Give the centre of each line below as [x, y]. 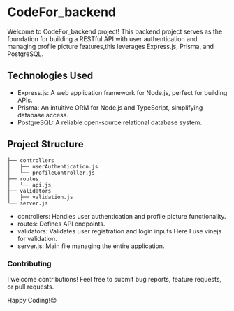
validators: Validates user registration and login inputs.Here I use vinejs [119, 231]
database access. [43, 115]
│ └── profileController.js [51, 173]
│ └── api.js [29, 185]
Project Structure [45, 144]
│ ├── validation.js [40, 197]
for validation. [37, 238]
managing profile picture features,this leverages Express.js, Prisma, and [111, 46]
